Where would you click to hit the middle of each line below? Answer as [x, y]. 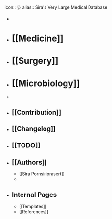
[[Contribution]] [36, 112]
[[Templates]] [33, 207]
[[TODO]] [26, 146]
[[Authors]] [29, 162]
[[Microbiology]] [46, 83]
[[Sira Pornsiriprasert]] [42, 174]
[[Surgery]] [35, 61]
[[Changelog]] [34, 129]
